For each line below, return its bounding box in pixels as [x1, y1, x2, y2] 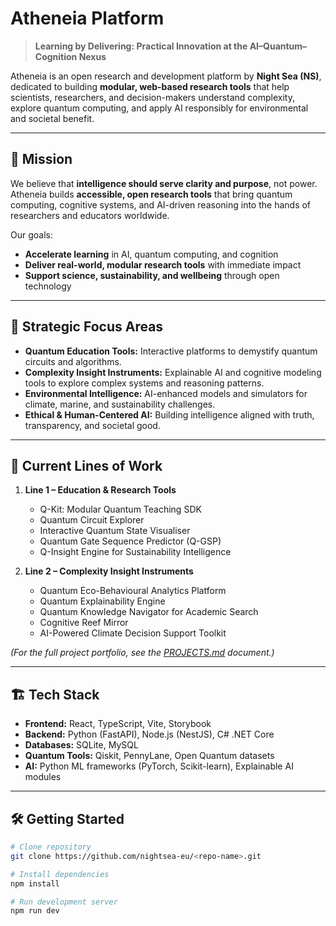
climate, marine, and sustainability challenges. [24, 398, 216, 410]
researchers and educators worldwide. [10, 209, 170, 221]
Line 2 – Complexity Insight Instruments [24, 565, 194, 577]
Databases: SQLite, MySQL [24, 739, 139, 751]
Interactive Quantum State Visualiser [39, 525, 191, 537]
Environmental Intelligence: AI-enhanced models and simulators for [24, 387, 308, 399]
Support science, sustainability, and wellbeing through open [24, 269, 280, 281]
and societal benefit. [10, 112, 95, 124]
